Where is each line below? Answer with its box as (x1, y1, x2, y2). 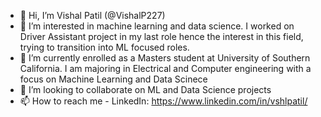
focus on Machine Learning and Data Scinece (19, 73, 208, 85)
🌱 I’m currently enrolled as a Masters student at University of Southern (19, 52, 311, 64)
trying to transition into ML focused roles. (19, 41, 190, 53)
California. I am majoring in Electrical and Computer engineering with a (19, 63, 312, 74)
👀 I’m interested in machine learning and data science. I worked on (19, 20, 295, 32)
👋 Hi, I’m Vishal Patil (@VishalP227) (19, 10, 166, 21)
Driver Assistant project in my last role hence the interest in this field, (19, 31, 304, 42)
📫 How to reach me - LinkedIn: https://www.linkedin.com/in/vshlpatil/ (19, 95, 308, 107)
